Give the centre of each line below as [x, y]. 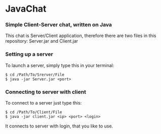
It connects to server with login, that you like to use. [59, 126]
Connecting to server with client [46, 92]
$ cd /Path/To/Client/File [34, 112]
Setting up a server [29, 54]
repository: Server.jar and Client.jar [42, 41]
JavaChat [26, 9]
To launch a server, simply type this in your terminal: [60, 65]
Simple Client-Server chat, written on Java [59, 25]
